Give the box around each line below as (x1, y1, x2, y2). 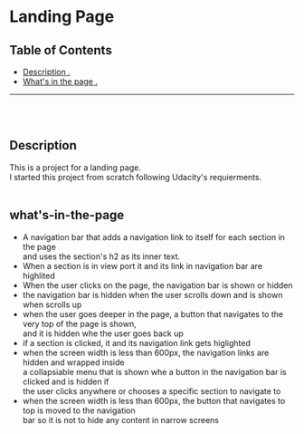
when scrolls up (22, 299, 82, 310)
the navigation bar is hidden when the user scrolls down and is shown (22, 289, 283, 300)
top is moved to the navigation (22, 405, 136, 416)
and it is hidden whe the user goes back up (22, 328, 184, 339)
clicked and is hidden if (22, 376, 109, 387)
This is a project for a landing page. (9, 161, 142, 173)
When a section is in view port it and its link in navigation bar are (22, 260, 263, 271)
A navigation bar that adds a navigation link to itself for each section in (22, 231, 285, 242)
